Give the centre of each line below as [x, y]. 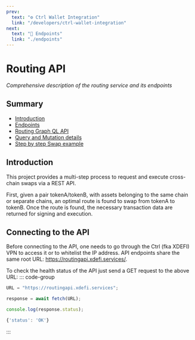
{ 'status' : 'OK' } [28, 320]
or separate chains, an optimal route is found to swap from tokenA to [91, 201]
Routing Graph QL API [42, 131]
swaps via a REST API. [48, 183]
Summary [25, 104]
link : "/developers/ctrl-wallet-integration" [69, 23]
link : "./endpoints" [37, 39]
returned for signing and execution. [49, 213]
